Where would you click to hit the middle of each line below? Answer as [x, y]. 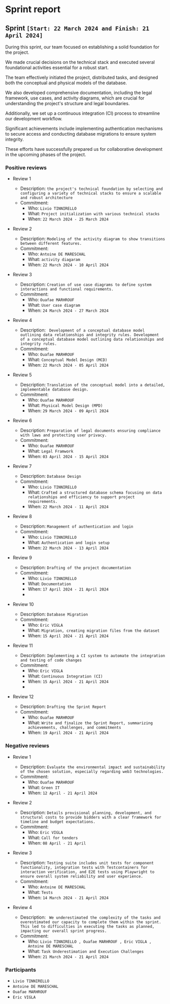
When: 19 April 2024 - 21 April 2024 [68, 733]
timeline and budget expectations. [58, 822]
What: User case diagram [54, 305]
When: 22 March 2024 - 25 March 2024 [68, 219]
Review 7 [22, 466]
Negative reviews [27, 746]
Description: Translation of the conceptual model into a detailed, [93, 385]
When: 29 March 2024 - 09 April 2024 [68, 411]
